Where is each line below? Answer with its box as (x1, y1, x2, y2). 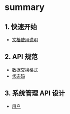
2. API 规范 (4, 53, 38, 61)
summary (4, 1, 45, 13)
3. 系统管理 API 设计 (4, 89, 65, 98)
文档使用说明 (11, 37, 38, 42)
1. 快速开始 (4, 22, 37, 31)
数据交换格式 (11, 67, 38, 73)
